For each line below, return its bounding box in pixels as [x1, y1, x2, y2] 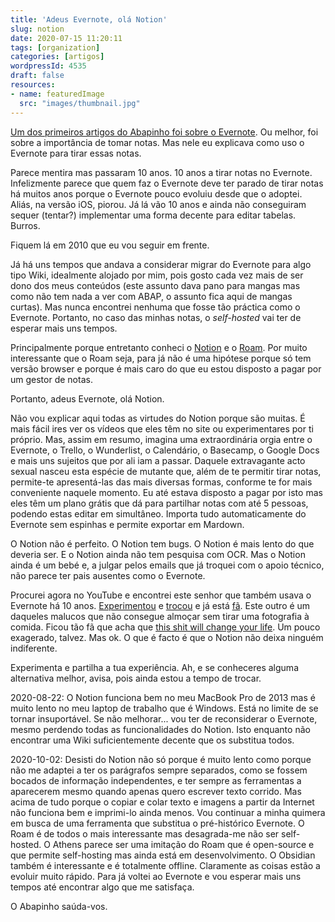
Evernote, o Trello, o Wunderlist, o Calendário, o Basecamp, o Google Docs [10, 444, 320, 456]
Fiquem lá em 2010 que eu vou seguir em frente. [10, 239, 210, 251]
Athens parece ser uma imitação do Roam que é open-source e [52, 838, 315, 850]
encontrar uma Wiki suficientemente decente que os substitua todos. [10, 734, 295, 746]
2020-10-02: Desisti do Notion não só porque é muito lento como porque [10, 753, 312, 765]
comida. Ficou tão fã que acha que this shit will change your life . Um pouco [10, 621, 321, 633]
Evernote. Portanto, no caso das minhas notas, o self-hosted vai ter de [10, 311, 302, 323]
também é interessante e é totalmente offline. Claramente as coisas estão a [10, 859, 321, 871]
